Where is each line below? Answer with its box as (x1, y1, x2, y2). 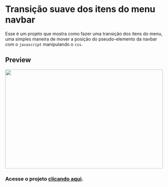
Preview (5, 56, 31, 64)
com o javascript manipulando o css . (5, 41, 83, 47)
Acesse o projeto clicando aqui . (5, 175, 83, 182)
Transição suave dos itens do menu (5, 3, 156, 15)
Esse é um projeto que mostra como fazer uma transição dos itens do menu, (5, 30, 162, 36)
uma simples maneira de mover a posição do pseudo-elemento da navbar (5, 36, 157, 42)
